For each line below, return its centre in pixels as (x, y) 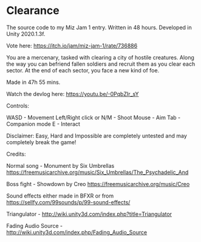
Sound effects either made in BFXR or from (60, 196)
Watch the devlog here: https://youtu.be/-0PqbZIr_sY (73, 94)
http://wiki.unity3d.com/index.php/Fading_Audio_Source (77, 232)
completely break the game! (41, 142)
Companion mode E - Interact (43, 124)
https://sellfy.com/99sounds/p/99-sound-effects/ (68, 202)
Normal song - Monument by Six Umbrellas (60, 165)
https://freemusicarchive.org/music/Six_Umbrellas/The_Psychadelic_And (97, 172)
